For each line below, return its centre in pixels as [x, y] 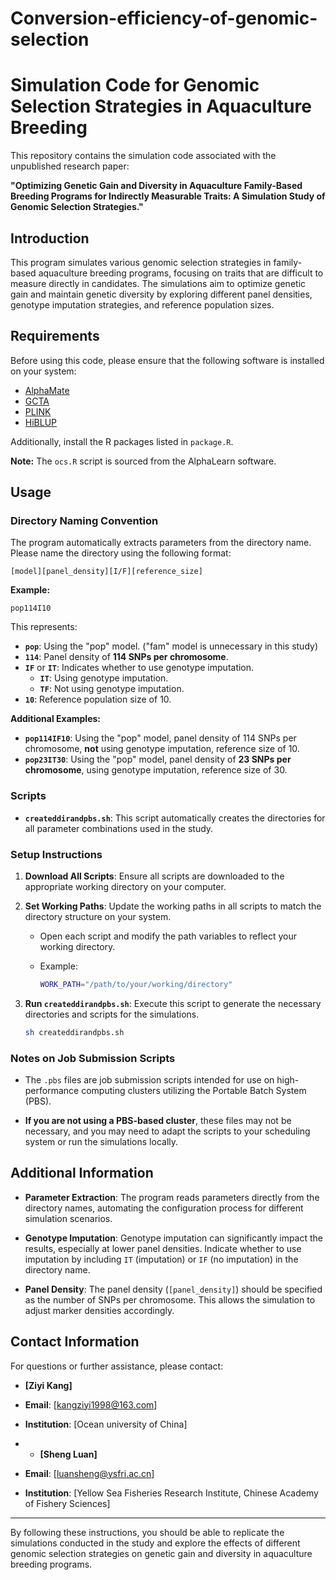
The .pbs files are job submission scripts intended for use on [149, 1080]
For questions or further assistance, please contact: [117, 1366]
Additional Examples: [56, 719]
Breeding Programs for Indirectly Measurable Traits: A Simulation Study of [168, 196]
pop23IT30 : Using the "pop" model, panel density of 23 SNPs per [158, 759]
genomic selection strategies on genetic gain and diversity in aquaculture [161, 1553]
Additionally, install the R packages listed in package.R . [122, 441]
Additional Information [82, 1173]
